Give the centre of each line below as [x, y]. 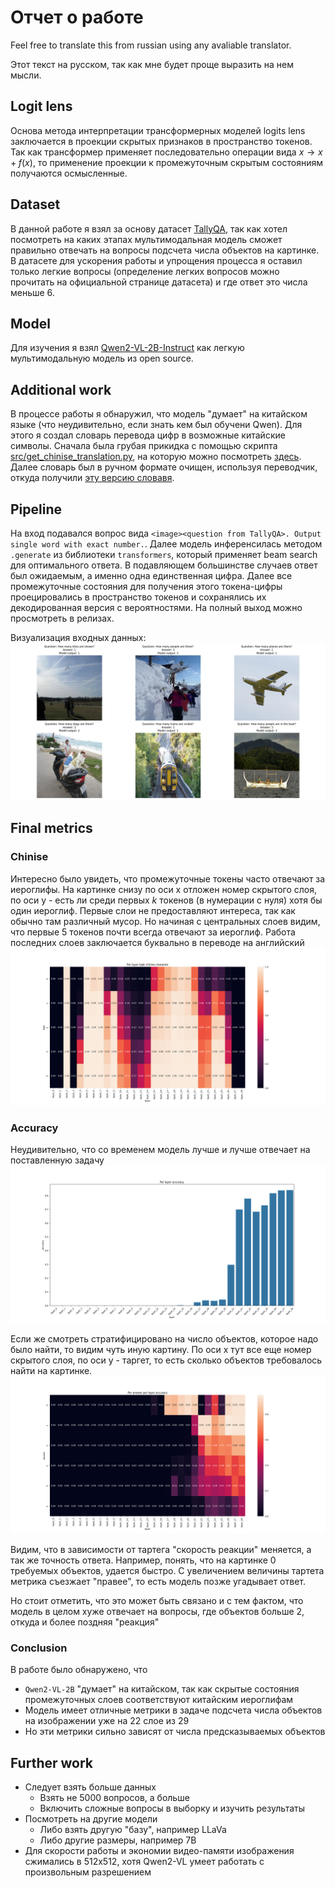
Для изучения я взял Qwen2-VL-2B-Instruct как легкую [127, 348]
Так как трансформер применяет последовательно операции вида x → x [166, 152]
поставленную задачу [57, 1160]
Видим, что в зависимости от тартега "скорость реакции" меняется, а [161, 1549]
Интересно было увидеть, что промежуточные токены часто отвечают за [168, 878]
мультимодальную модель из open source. [102, 358]
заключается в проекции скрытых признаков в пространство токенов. [161, 141]
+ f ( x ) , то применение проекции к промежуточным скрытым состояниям [167, 162]
